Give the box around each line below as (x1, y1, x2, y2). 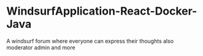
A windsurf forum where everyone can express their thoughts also (6, 37, 174, 44)
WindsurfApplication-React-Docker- (6, 4, 197, 18)
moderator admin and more (6, 44, 75, 51)
